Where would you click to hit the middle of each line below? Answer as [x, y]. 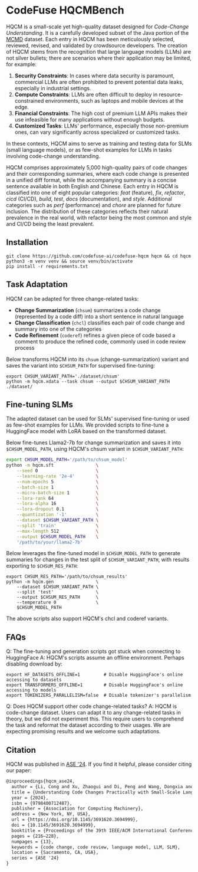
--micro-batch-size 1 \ [58, 493]
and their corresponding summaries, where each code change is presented [98, 173]
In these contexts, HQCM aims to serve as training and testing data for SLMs [99, 143]
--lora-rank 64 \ [58, 498]
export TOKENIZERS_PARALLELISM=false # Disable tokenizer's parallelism [99, 696]
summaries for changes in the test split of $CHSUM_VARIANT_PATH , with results [98, 560]
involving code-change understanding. [53, 156]
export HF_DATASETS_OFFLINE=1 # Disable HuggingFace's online [95, 675]
